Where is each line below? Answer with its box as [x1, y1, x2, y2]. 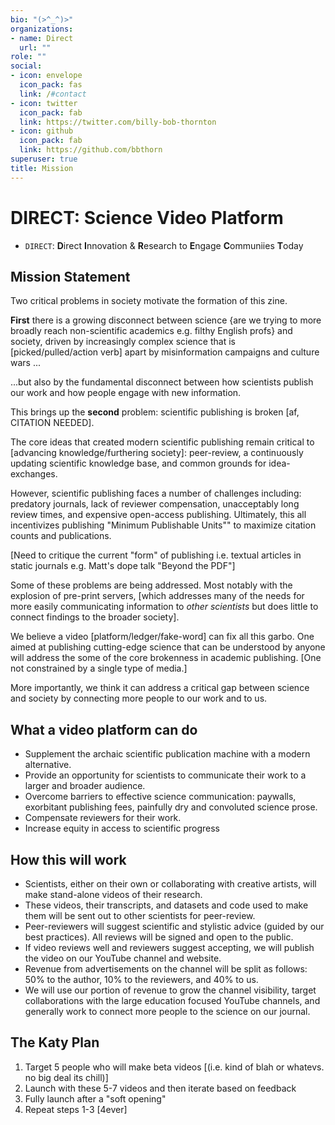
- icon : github [10, 126, 74, 136]
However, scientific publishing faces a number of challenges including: [10, 487, 302, 500]
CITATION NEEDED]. [10, 417, 95, 429]
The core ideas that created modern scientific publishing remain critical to [10, 436, 315, 448]
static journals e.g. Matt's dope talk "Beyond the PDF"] [10, 560, 236, 572]
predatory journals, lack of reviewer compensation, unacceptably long [10, 498, 300, 510]
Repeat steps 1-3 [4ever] [24, 1103, 128, 1115]
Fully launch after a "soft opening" [24, 1092, 167, 1105]
